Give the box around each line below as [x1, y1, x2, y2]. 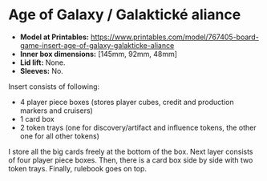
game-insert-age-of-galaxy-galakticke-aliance [19, 40, 175, 50]
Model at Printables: [19, 32, 90, 42]
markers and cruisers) [19, 106, 94, 115]
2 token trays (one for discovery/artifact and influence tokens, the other [19, 123, 257, 132]
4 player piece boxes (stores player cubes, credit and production [19, 97, 234, 107]
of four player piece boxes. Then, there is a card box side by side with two [8, 155, 253, 165]
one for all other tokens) [19, 131, 100, 141]
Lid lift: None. [19, 58, 66, 67]
